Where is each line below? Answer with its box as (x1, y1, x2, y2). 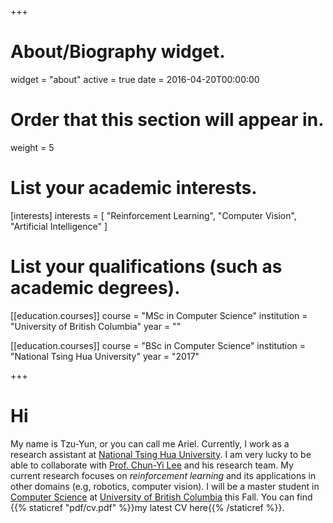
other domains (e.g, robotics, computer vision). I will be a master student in (10, 480, 320, 492)
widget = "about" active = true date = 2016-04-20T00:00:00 (10, 73, 260, 85)
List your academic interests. (10, 177, 258, 200)
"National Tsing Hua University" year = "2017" (10, 350, 200, 362)
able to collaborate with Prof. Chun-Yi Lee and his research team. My (10, 459, 294, 471)
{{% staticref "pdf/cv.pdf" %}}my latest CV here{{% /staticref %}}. (10, 501, 285, 513)
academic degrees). (10, 277, 181, 299)
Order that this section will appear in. (10, 109, 325, 131)
